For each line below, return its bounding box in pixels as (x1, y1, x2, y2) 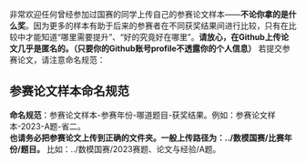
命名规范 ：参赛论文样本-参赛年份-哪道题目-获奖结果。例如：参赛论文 (9, 109, 269, 120)
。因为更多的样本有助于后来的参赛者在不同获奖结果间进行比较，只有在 (25, 20, 289, 31)
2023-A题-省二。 (20, 120, 87, 131)
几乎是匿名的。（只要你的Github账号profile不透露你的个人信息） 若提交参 (16, 43, 291, 54)
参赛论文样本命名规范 (9, 84, 129, 99)
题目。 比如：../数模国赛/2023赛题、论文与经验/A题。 (20, 143, 221, 154)
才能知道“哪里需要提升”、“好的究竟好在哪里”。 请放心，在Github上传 (25, 32, 281, 42)
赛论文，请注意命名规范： (9, 55, 106, 65)
